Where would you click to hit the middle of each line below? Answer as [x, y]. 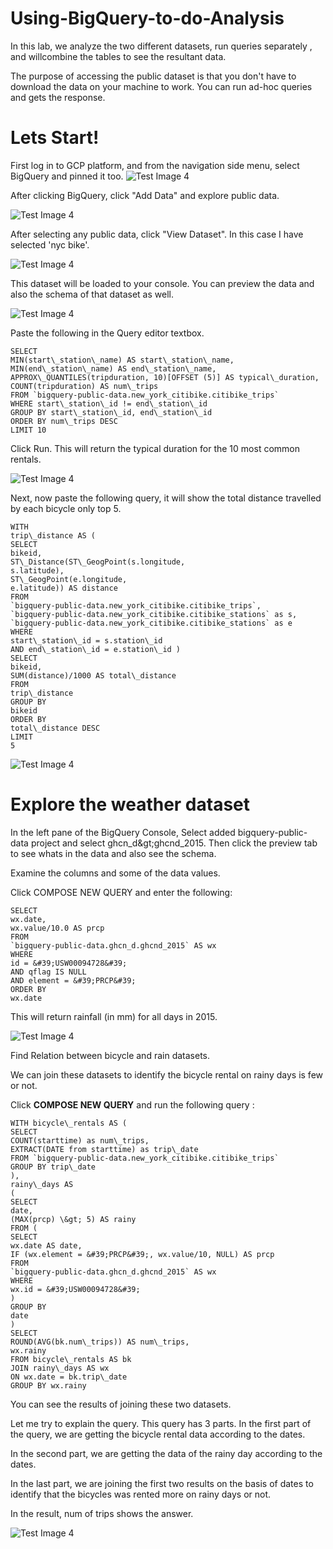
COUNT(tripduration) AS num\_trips [84, 386]
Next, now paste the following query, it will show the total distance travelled [166, 498]
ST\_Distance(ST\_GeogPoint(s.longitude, [98, 562]
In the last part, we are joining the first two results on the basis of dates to [162, 1483]
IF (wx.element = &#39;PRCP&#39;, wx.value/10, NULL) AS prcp [142, 1254]
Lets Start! [55, 138]
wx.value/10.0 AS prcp [57, 928]
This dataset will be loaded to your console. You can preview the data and [162, 283]
